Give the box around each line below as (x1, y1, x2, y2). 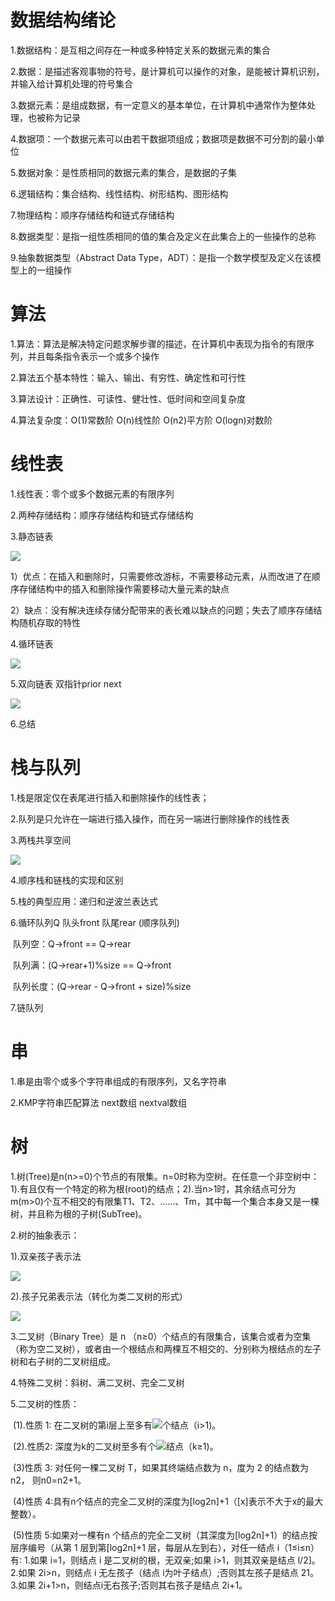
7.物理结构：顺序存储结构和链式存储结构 (10, 209, 175, 221)
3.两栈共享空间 (10, 834, 72, 846)
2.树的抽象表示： (10, 1229, 80, 1241)
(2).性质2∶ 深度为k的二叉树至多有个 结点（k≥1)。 (12, 1440, 219, 1452)
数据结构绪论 (10, 9, 117, 32)
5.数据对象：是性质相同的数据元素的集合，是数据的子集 (10, 166, 237, 178)
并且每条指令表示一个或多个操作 (27, 350, 160, 362)
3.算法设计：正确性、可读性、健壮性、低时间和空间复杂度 (10, 392, 247, 405)
